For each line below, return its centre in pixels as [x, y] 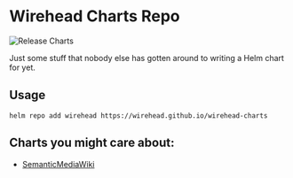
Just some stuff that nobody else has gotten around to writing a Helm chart [146, 58]
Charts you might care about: [92, 143]
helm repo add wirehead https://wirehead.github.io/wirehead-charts [139, 116]
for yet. [22, 67]
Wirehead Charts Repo [95, 16]
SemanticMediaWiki [58, 164]
